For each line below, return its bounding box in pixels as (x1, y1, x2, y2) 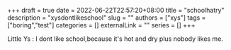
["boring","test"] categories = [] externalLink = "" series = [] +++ (7, 21, 196, 29)
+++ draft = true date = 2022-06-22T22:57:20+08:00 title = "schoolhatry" (7, 6, 225, 14)
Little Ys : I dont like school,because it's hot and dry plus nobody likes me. (7, 35, 223, 43)
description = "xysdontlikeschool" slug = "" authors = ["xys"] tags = (7, 13, 206, 22)
